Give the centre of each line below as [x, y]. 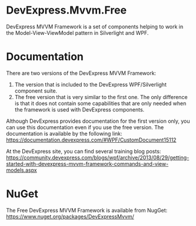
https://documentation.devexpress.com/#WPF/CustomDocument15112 [91, 140]
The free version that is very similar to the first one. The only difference [101, 97]
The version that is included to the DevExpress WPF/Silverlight [90, 84]
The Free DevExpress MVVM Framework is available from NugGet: [87, 210]
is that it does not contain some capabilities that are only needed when [100, 103]
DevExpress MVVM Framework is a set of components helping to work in [95, 27]
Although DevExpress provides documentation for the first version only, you [98, 121]
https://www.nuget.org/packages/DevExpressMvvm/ [70, 217]
